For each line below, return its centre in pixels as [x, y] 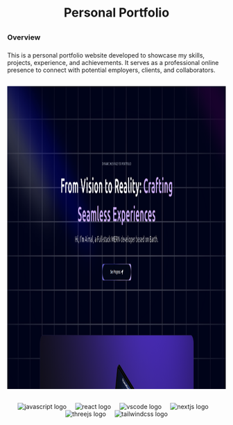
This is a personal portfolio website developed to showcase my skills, [106, 55]
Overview [24, 37]
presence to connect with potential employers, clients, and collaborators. [111, 70]
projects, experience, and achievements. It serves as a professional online [113, 62]
